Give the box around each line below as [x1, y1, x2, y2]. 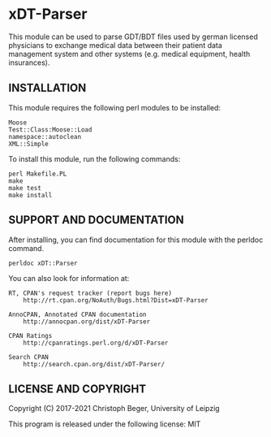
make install [8, 191, 53, 199]
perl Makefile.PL [8, 170, 67, 178]
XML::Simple [8, 140, 49, 148]
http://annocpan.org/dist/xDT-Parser [23, 318, 151, 326]
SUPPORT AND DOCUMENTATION [8, 213, 184, 227]
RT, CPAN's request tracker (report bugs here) [8, 289, 173, 297]
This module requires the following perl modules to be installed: [8, 102, 222, 112]
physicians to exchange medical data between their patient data [8, 40, 223, 50]
